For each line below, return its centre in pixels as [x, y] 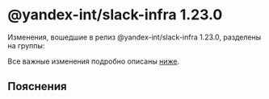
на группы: [26, 45]
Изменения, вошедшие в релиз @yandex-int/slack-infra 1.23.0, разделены [134, 37]
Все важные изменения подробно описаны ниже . [93, 61]
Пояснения [37, 87]
